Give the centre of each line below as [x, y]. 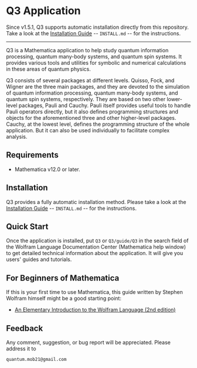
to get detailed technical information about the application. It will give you [95, 253]
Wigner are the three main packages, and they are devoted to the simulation [98, 86]
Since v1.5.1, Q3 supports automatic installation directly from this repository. [98, 27]
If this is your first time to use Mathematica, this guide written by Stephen [94, 292]
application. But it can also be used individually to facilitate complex [88, 130]
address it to [21, 349]
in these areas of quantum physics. [48, 69]
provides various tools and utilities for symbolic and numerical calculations [96, 62]
